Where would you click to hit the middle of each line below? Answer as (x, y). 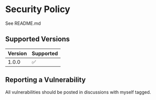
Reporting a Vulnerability (45, 80)
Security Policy (38, 9)
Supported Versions (37, 39)
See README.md (23, 23)
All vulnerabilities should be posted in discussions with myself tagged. (78, 92)
